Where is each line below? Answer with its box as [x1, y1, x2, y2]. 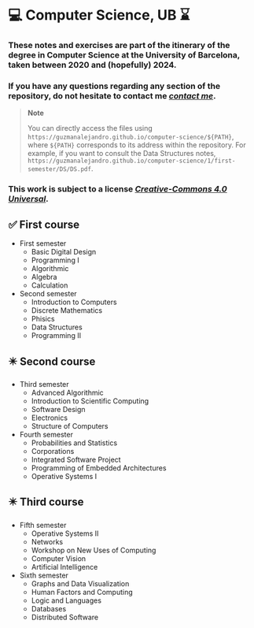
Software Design [31, 404, 86, 414]
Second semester [19, 289, 77, 299]
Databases [31, 604, 67, 613]
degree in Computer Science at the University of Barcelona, [8, 50, 240, 61]
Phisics [31, 314, 55, 324]
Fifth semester [19, 520, 67, 530]
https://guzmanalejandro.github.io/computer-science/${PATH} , [27, 132, 234, 142]
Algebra [31, 273, 57, 282]
